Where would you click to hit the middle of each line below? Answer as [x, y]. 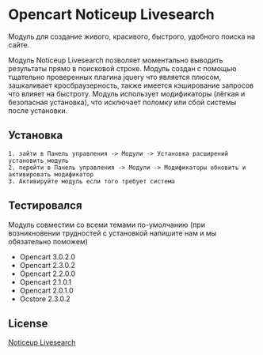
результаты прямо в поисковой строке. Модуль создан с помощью [122, 68]
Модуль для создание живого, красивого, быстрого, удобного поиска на [132, 36]
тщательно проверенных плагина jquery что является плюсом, [115, 77]
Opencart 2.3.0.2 [47, 265]
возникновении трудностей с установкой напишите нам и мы [112, 233]
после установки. [38, 110]
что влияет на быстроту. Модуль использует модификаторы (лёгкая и [127, 93]
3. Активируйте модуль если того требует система [92, 181]
